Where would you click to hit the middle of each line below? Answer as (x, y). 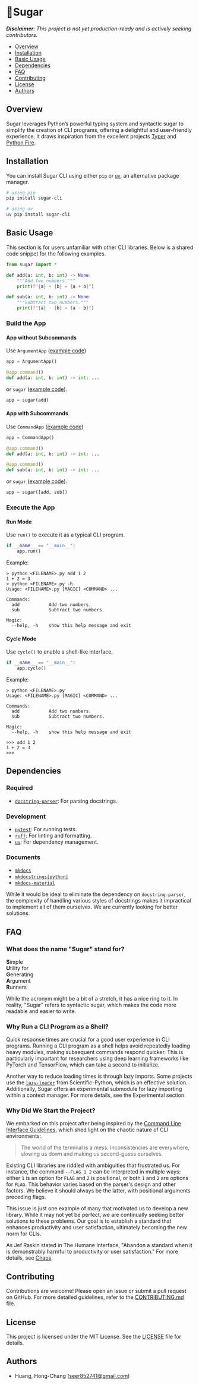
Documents (23, 857)
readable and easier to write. (41, 1011)
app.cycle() (31, 668)
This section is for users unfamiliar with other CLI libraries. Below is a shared (100, 247)
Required (20, 788)
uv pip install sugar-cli (38, 214)
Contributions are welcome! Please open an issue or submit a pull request (97, 1291)
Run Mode (19, 522)
